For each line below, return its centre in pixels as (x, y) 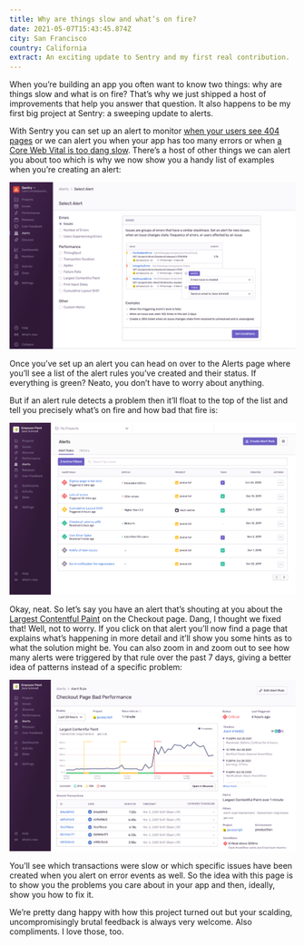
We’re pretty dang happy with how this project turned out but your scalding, (151, 912)
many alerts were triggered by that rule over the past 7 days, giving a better (151, 657)
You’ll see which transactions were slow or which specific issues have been (151, 866)
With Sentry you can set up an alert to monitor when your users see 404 (144, 131)
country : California (49, 48)
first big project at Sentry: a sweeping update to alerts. (111, 113)
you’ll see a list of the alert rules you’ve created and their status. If (133, 373)
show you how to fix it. (52, 895)
